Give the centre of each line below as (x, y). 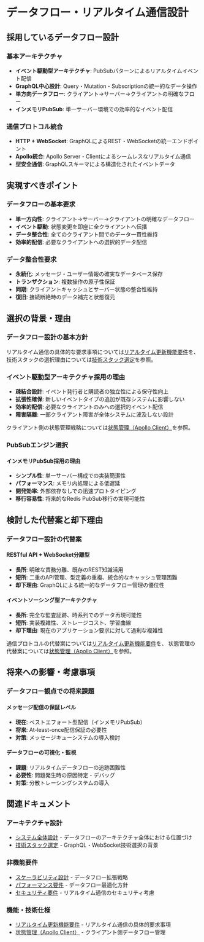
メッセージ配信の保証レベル (41, 707)
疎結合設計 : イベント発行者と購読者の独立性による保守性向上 (92, 391)
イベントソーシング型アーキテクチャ (52, 600)
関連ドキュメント (39, 804)
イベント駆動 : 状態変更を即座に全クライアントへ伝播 (81, 226)
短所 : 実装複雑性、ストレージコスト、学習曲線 (73, 622)
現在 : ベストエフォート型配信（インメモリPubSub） (80, 722)
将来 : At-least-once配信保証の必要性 (61, 729)
